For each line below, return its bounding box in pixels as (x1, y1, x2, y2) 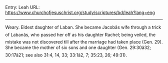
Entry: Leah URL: (5, 4, 40, 10)
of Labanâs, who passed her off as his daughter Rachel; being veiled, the (5, 32, 156, 37)
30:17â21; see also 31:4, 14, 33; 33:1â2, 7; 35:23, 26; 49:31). (5, 52, 127, 58)
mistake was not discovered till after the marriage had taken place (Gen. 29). (5, 39, 163, 44)
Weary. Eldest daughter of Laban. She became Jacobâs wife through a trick (5, 24, 161, 30)
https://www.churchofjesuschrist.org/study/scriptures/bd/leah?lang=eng (5, 9, 155, 15)
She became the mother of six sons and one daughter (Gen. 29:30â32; (5, 44, 151, 50)
